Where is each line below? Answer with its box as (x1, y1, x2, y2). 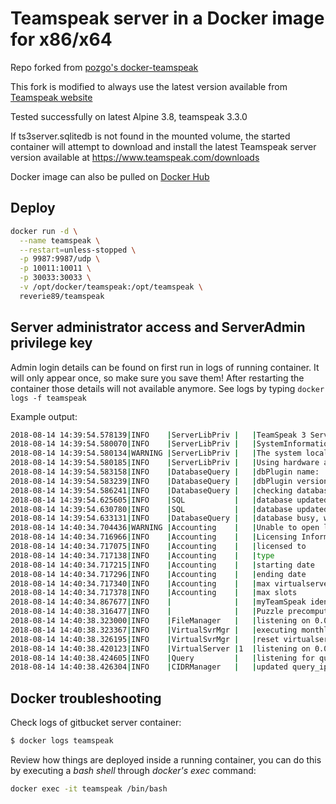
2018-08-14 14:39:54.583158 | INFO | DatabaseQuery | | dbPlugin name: (10, 467, 320, 477)
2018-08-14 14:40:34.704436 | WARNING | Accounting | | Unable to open (10, 523, 320, 533)
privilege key (10, 335, 93, 352)
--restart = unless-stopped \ (19, 245, 137, 255)
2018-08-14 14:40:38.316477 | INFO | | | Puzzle (10, 607, 284, 617)
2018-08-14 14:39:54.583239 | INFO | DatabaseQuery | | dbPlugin (10, 476, 293, 486)
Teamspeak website (10, 91, 93, 103)
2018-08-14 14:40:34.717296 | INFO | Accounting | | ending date (10, 569, 307, 579)
